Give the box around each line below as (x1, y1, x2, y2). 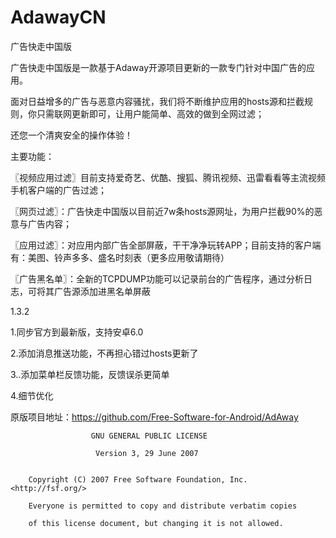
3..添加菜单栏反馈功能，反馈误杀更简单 (10, 368, 170, 380)
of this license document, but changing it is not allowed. (28, 518, 284, 528)
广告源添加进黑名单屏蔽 (53, 285, 151, 297)
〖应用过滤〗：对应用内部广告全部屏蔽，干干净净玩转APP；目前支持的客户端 (10, 239, 322, 251)
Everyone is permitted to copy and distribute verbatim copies (28, 501, 298, 511)
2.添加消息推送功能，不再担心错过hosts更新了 (10, 347, 199, 359)
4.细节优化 (10, 389, 54, 401)
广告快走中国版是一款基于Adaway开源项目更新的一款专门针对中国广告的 (10, 61, 307, 73)
